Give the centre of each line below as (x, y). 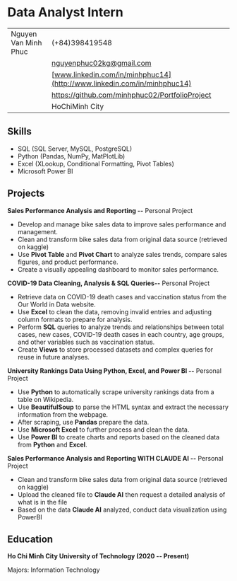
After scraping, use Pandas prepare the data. (83, 422)
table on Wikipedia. (45, 399)
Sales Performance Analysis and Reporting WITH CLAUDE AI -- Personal (115, 458)
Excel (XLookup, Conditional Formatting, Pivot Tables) (96, 163)
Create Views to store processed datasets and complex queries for (115, 349)
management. (38, 231)
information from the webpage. (62, 414)
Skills (19, 132)
